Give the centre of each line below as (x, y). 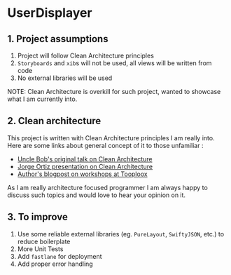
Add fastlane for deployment (60, 256)
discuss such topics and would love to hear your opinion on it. (97, 195)
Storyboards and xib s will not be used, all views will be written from (114, 63)
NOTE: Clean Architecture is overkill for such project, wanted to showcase (114, 92)
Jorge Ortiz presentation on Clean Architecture (85, 166)
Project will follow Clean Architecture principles (85, 55)
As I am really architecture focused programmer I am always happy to (107, 187)
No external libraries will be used (65, 78)
